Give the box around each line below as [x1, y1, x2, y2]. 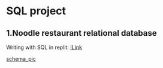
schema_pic [6, 55, 36, 62]
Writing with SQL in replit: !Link [6, 44, 83, 51]
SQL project [6, 4, 67, 18]
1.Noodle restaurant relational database [6, 28, 157, 38]
